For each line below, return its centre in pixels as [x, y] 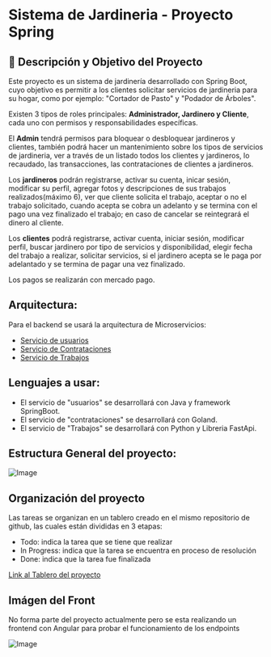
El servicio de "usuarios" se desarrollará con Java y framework [125, 402]
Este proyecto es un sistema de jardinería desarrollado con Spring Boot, [128, 81]
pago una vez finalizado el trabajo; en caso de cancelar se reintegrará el [129, 214]
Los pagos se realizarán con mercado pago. [82, 280]
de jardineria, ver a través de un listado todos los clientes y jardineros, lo [129, 156]
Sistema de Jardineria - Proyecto [121, 15]
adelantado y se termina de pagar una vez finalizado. [97, 264]
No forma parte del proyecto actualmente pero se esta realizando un [123, 620]
